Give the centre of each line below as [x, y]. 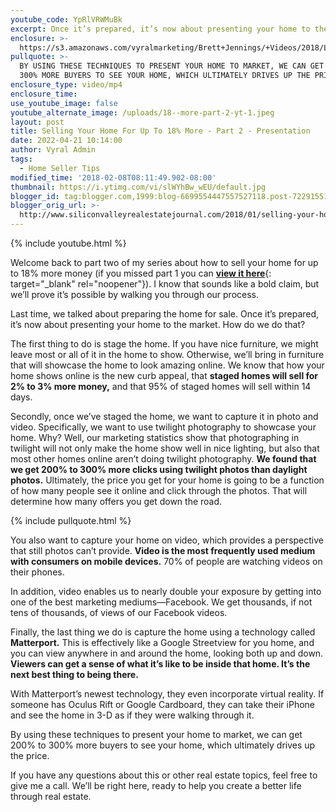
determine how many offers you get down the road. [116, 501]
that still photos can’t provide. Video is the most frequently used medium [163, 550]
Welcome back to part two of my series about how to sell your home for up [164, 262]
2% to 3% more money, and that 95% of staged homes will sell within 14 [161, 386]
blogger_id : [35, 196]
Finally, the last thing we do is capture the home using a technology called [163, 632]
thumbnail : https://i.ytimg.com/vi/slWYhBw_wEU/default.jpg [138, 187]
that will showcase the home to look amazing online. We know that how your [167, 365]
